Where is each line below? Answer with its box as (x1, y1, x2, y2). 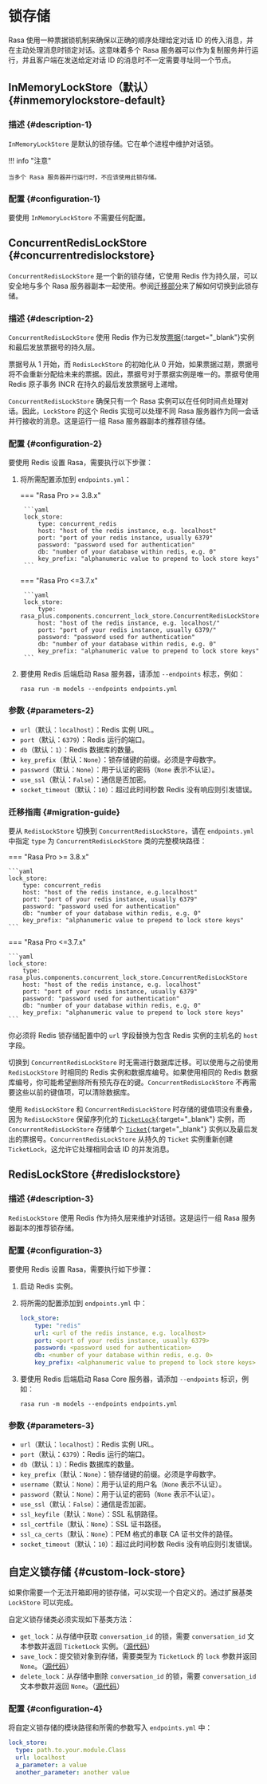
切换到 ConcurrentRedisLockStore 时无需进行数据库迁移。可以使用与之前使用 (8, 1057, 259, 1067)
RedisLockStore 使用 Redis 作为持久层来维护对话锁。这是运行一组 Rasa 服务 (8, 1213, 257, 1222)
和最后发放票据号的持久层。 (8, 342, 100, 352)
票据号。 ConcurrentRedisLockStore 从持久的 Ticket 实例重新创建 (22, 1134, 234, 1143)
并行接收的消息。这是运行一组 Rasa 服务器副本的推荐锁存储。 (8, 416, 210, 426)
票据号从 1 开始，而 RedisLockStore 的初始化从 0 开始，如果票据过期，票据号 (8, 360, 259, 369)
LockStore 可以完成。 (8, 1597, 78, 1608)
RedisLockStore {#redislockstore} (8, 1168, 181, 1182)
